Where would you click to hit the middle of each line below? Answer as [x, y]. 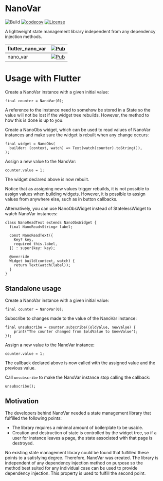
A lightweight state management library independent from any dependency [80, 31]
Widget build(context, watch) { [42, 261]
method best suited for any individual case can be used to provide [71, 468]
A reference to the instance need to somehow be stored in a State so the [78, 110]
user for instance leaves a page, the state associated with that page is [82, 438]
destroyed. [23, 443]
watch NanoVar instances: [31, 213]
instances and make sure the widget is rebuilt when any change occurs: [77, 135]
